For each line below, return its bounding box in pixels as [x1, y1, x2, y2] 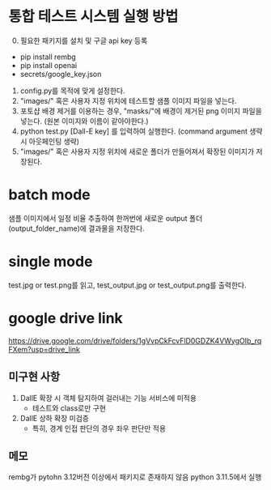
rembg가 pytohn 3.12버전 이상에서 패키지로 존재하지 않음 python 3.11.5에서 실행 [8, 472, 262, 482]
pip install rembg [19, 52, 77, 62]
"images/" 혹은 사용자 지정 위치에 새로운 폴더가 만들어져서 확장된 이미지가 [19, 147, 255, 156]
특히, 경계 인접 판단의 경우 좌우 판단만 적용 [32, 423, 167, 433]
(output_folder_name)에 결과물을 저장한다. [8, 224, 146, 233]
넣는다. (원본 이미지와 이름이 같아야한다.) [19, 116, 149, 126]
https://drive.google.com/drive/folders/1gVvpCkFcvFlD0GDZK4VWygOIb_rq [8, 335, 262, 345]
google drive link [8, 309, 123, 327]
